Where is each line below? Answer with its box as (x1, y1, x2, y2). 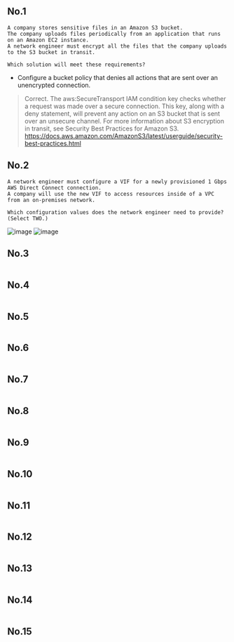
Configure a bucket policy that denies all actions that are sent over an (17, 73, 219, 81)
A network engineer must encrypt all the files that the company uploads (7, 42, 228, 50)
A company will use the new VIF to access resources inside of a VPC (7, 190, 215, 197)
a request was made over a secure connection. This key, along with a (24, 102, 225, 110)
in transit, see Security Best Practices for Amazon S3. (24, 124, 179, 133)
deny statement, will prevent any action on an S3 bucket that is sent (24, 109, 221, 118)
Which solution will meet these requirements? (7, 61, 146, 68)
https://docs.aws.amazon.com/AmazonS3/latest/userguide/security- (24, 131, 223, 140)
